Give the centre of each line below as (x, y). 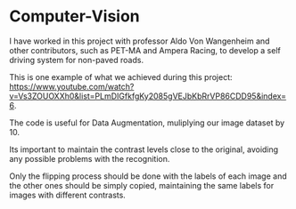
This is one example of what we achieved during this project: (121, 76)
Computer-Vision (74, 16)
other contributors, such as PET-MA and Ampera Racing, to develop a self (145, 50)
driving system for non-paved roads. (77, 60)
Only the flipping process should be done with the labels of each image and (148, 176)
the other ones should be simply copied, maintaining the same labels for (142, 185)
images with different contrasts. (68, 195)
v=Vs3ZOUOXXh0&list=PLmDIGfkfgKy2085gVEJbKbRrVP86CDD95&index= (148, 96)
